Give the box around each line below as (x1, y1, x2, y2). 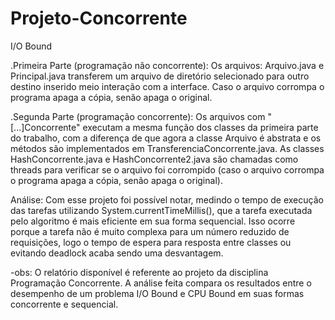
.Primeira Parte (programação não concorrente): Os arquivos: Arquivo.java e (10, 59, 325, 71)
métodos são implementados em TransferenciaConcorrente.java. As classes (10, 142, 325, 154)
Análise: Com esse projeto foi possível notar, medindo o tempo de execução (10, 193, 324, 206)
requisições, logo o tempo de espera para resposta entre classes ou (10, 236, 292, 248)
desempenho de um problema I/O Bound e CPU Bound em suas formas (10, 287, 305, 299)
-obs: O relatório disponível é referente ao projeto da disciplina (10, 266, 269, 278)
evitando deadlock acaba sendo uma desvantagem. (10, 247, 224, 259)
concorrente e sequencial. (10, 298, 119, 310)
